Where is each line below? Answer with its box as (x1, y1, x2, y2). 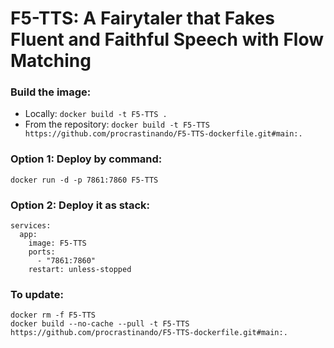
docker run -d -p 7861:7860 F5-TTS (10, 175, 159, 185)
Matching (10, 50, 92, 72)
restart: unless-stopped (28, 265, 132, 275)
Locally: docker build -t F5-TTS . (24, 108, 168, 120)
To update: (10, 288, 64, 301)
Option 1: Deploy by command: (10, 152, 163, 166)
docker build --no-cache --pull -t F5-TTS (10, 319, 190, 329)
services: (10, 221, 52, 231)
